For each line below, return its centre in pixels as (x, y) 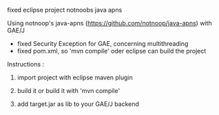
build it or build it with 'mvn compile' (69, 91)
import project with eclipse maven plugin (75, 77)
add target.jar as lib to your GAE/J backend (78, 104)
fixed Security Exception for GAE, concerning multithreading (103, 43)
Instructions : (26, 64)
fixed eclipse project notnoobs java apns (65, 10)
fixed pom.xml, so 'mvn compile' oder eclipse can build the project (112, 51)
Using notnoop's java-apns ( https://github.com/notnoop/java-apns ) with (109, 23)
